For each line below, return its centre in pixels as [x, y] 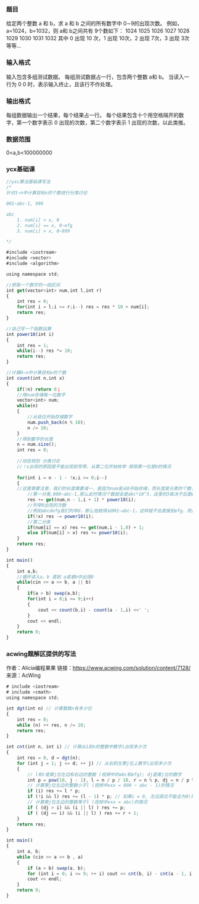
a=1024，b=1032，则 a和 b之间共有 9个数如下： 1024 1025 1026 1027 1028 [98, 31]
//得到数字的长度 [35, 439]
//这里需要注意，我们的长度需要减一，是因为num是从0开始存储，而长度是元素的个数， [106, 489]
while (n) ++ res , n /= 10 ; [51, 725]
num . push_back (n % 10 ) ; [57, 422]
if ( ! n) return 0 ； [39, 389]
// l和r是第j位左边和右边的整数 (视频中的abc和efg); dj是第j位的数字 [105, 774]
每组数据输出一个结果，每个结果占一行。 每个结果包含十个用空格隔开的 [92, 115]
